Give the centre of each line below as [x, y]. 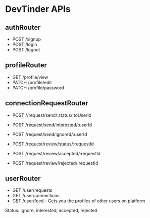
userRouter [23, 179]
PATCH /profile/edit [32, 82]
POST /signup [26, 39]
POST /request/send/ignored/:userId [50, 134]
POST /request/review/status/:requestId [53, 144]
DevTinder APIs [38, 9]
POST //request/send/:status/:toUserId [52, 115]
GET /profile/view [30, 77]
